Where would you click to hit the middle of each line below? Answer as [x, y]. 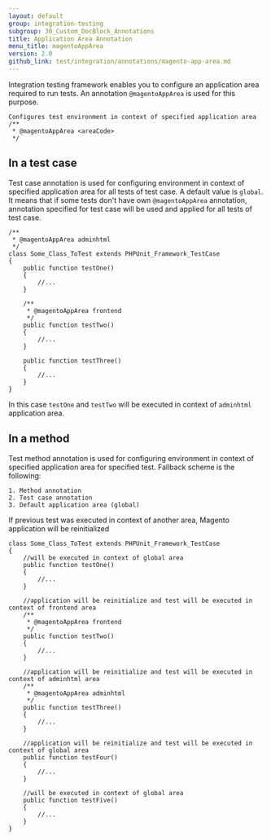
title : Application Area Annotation [70, 39]
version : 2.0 [31, 54]
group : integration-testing [56, 24]
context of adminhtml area [54, 679]
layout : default [36, 16]
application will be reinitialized [59, 528]
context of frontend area [52, 608]
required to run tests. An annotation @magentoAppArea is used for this [122, 93]
